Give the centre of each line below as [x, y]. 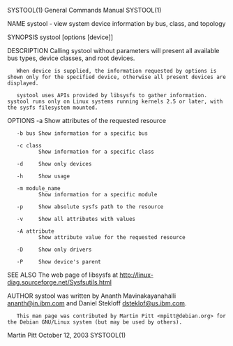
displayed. [23, 83]
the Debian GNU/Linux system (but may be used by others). [95, 322]
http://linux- [136, 275]
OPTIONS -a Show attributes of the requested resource [87, 121]
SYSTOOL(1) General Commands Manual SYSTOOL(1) [84, 10]
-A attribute [35, 231]
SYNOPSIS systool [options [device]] [60, 37]
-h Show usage [43, 176]
